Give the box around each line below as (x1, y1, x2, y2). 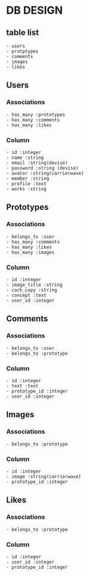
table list (6, 27, 39, 38)
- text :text (6, 383, 39, 389)
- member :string (6, 175, 50, 181)
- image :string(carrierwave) (6, 473, 82, 479)
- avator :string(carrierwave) (6, 170, 84, 176)
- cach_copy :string (6, 287, 58, 293)
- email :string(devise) (6, 159, 68, 166)
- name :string (6, 155, 44, 161)
